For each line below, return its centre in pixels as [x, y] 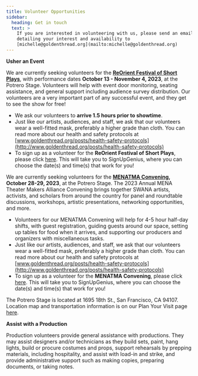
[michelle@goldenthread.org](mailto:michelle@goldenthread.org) [97, 45]
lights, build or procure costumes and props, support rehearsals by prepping [99, 348]
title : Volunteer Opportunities [46, 11]
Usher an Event [25, 61]
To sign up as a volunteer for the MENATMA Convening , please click [98, 276]
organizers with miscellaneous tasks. [60, 238]
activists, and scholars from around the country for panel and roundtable [94, 196]
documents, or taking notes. [40, 367]
